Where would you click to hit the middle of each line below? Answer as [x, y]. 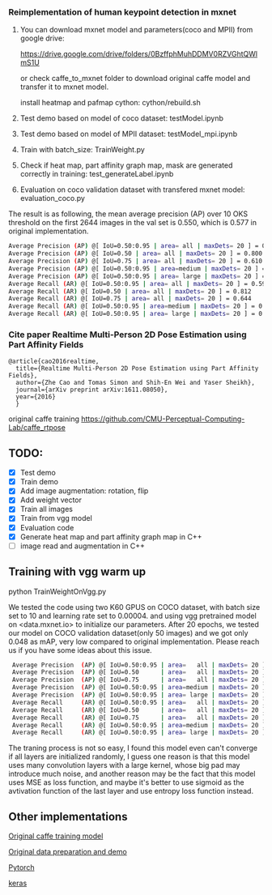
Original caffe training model [56, 836]
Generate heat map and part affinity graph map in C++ [111, 536]
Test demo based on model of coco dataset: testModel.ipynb [122, 118]
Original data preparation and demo [68, 852]
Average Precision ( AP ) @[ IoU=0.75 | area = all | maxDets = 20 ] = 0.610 [136, 262]
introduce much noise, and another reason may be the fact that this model [132, 774]
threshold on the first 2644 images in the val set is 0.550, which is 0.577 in [133, 223]
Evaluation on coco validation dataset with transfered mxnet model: [132, 190]
